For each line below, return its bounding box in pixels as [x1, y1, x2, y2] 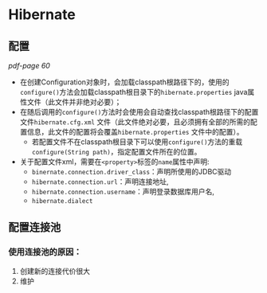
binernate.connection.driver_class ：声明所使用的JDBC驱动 [31, 167, 232, 176]
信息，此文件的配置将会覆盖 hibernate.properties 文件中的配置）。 [26, 127, 244, 136]
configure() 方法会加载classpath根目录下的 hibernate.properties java [19, 88, 248, 96]
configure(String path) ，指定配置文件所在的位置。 [31, 147, 202, 156]
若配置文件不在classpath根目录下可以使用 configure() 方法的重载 [31, 137, 243, 146]
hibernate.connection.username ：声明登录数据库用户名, [31, 187, 215, 196]
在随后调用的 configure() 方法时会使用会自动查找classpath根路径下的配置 [19, 107, 259, 116]
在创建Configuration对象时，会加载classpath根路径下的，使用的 [19, 77, 230, 87]
